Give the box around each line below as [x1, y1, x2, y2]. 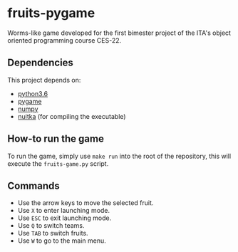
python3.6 [17, 89, 48, 98]
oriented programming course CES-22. [7, 36, 122, 44]
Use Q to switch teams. [17, 221, 85, 230]
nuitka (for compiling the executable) [17, 112, 126, 120]
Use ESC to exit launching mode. [17, 214, 112, 222]
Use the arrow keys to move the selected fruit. [17, 199, 154, 207]
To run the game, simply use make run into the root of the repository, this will [7, 152, 232, 160]
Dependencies [7, 57, 73, 69]
